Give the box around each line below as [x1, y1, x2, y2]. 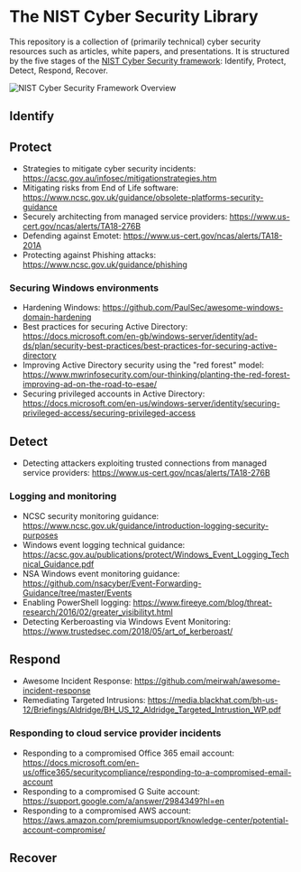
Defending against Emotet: [22, 230, 122, 241]
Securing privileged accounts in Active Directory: [22, 388, 205, 399]
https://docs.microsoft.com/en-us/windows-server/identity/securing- [22, 398, 281, 409]
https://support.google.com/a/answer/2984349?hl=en [22, 795, 225, 806]
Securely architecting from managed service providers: [22, 211, 228, 222]
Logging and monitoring [9, 490, 117, 503]
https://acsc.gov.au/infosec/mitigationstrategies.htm [22, 173, 217, 184]
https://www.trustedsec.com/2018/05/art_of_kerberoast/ [22, 626, 233, 636]
